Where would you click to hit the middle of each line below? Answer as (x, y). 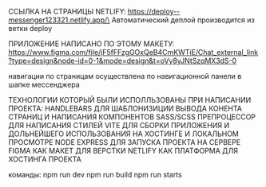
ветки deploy (30, 28)
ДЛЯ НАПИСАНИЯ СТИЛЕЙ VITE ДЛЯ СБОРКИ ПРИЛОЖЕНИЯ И (119, 125)
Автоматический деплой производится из (183, 20)
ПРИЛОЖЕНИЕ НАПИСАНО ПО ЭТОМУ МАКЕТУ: (91, 44)
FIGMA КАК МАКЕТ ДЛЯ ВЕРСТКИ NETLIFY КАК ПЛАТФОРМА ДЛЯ (123, 151)
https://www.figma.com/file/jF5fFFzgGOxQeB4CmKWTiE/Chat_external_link (133, 52)
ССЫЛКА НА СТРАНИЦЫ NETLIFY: (67, 12)
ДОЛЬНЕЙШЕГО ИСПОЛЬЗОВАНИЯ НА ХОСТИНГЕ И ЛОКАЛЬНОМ (124, 134)
